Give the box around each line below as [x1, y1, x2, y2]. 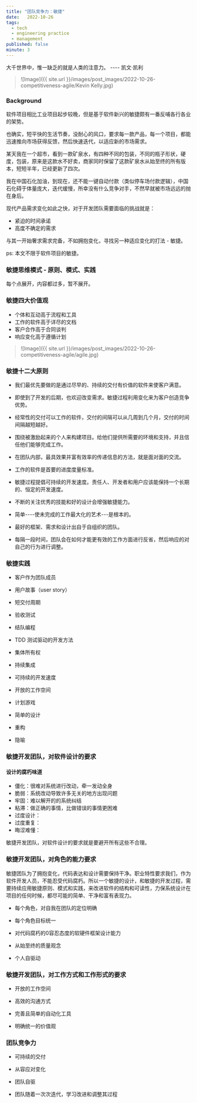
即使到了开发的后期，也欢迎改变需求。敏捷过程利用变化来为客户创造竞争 [14, 394, 189, 401]
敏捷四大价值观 [6, 297, 49, 305]
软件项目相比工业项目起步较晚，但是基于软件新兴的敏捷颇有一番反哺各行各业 [6, 111, 191, 118]
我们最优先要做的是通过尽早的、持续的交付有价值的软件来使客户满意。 [14, 381, 185, 388]
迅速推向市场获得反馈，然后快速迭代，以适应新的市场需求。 [6, 138, 150, 145]
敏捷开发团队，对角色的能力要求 [6, 855, 97, 863]
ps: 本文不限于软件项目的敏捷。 [6, 250, 82, 257]
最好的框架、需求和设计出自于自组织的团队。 [14, 523, 123, 530]
